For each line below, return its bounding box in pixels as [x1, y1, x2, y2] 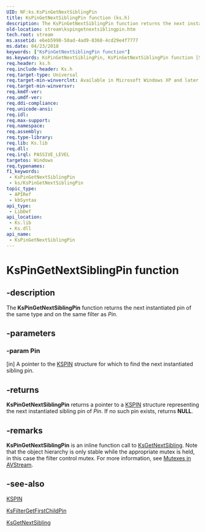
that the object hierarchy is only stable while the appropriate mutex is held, [6, 448, 195, 455]
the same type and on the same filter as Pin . [6, 310, 118, 317]
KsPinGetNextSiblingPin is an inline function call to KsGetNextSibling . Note [6, 441, 198, 449]
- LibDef [9, 208, 32, 215]
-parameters [6, 329, 56, 339]
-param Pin [6, 346, 40, 355]
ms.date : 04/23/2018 [6, 44, 59, 50]
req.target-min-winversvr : [6, 83, 75, 89]
